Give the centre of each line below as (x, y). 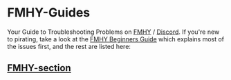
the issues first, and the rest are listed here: (69, 46)
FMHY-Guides (49, 13)
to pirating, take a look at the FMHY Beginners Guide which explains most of (116, 39)
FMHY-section (39, 68)
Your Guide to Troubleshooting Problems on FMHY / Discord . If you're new (113, 32)
